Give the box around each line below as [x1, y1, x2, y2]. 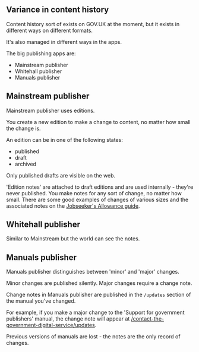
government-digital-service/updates [6, 322, 95, 329]
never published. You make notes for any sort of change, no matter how [6, 189, 182, 196]
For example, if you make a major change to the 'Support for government [6, 309, 185, 316]
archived [14, 160, 37, 167]
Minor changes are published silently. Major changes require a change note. [6, 280, 192, 287]
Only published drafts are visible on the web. [6, 172, 116, 179]
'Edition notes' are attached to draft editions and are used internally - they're [6, 183, 194, 191]
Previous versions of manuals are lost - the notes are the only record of [6, 333, 181, 340]
